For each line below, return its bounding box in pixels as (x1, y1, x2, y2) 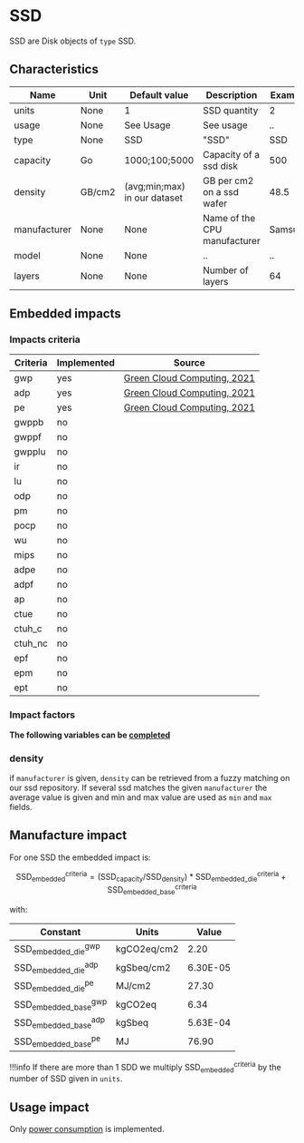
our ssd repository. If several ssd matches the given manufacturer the (9, 782, 268, 794)
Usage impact (9, 1099, 90, 1115)
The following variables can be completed (9, 729, 171, 740)
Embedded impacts (9, 306, 122, 322)
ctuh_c (14, 622, 43, 635)
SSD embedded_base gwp (14, 996, 108, 1012)
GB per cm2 (202, 174, 254, 187)
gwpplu (14, 445, 46, 458)
